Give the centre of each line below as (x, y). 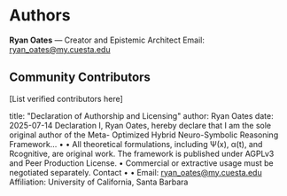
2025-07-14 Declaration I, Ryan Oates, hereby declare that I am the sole (140, 125)
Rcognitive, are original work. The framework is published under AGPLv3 (142, 153)
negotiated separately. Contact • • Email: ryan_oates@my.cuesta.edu (136, 172)
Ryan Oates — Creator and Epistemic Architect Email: (107, 40)
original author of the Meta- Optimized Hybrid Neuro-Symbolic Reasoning (144, 135)
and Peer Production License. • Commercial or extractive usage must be (141, 163)
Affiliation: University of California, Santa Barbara (99, 182)
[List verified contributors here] (66, 98)
